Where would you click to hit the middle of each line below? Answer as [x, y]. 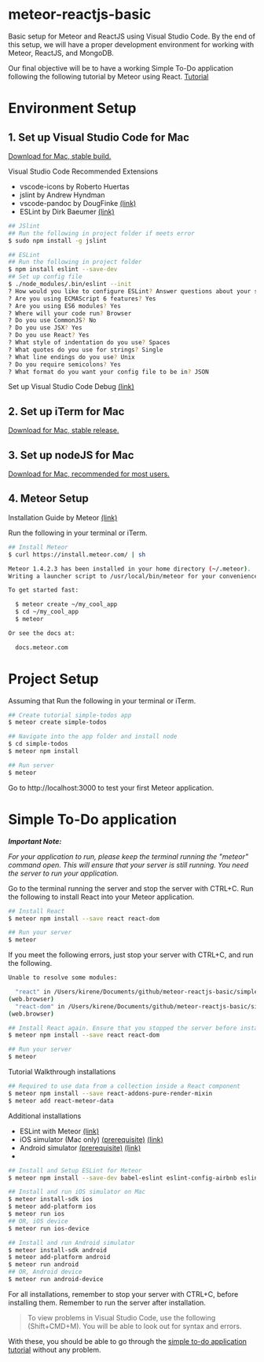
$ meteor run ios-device [49, 1228]
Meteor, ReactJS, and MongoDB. [61, 53]
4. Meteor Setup [48, 499]
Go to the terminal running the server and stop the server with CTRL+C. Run [131, 888]
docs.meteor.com [42, 647]
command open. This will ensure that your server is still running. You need [128, 865]
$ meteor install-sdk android [58, 1250]
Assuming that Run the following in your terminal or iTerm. [102, 700]
